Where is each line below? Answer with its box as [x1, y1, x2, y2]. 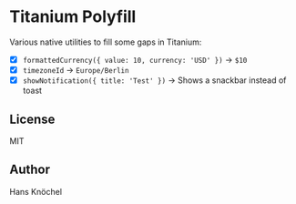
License [9, 111, 56, 127]
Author [9, 162, 50, 178]
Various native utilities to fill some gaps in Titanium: [9, 36, 202, 47]
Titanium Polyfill [9, 6, 137, 27]
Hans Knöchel [9, 186, 62, 197]
